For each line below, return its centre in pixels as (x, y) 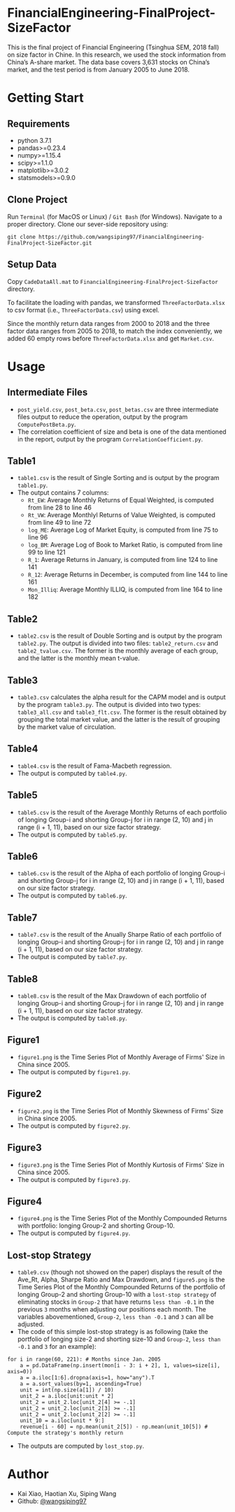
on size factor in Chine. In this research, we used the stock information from (116, 55)
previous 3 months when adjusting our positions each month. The (112, 1310)
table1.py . (33, 486)
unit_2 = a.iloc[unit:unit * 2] (67, 1396)
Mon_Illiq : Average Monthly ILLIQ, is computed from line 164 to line (125, 589)
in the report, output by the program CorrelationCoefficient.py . (110, 439)
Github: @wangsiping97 (52, 1501)
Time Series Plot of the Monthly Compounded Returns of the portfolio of (121, 1287)
